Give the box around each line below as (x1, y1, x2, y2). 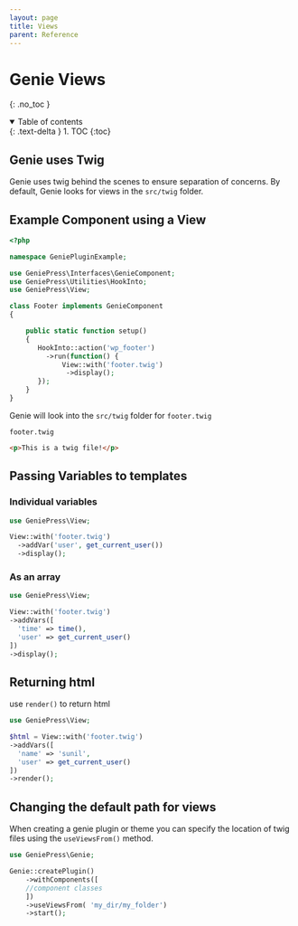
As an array (9, 571, 61, 583)
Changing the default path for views (9, 799, 217, 815)
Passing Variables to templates (9, 468, 188, 484)
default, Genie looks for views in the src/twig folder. (9, 186, 204, 197)
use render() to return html (9, 698, 111, 710)
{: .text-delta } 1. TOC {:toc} (9, 126, 111, 137)
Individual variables (9, 496, 98, 508)
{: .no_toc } (9, 99, 51, 109)
